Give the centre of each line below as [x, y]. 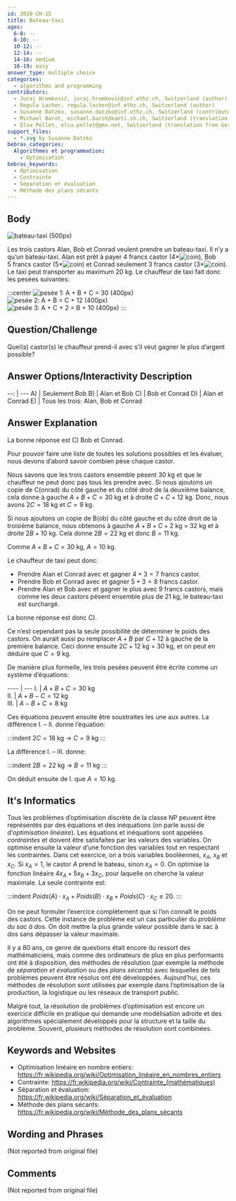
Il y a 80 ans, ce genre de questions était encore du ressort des [99, 947]
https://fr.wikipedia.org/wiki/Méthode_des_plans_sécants [100, 1112]
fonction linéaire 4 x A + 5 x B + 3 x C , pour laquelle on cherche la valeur [106, 874]
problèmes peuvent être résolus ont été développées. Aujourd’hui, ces [109, 977]
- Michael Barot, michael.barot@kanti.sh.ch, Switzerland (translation [121, 118]
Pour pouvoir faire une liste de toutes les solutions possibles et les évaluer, [115, 454]
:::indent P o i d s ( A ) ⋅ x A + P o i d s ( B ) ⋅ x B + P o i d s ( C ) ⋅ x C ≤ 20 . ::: [94, 897]
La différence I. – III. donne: [47, 751]
